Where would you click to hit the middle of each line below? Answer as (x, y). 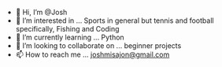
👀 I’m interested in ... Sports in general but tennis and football (115, 20)
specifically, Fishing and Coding (67, 29)
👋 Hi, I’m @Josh (41, 12)
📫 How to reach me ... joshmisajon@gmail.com (92, 54)
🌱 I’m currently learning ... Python (70, 37)
